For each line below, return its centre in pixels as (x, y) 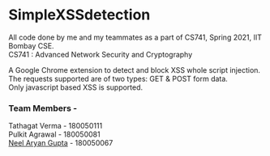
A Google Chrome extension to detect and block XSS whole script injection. (135, 70)
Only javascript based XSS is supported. (76, 87)
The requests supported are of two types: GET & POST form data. (118, 78)
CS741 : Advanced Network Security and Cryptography (101, 54)
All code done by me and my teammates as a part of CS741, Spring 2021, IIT (135, 37)
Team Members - (43, 108)
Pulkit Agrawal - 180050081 (54, 134)
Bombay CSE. (31, 45)
